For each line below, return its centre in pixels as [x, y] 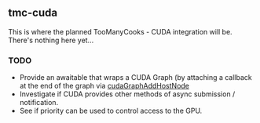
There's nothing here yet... [51, 40]
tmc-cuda [33, 13]
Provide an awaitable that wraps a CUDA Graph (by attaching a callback [136, 78]
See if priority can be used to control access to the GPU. [111, 111]
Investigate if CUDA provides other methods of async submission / [127, 94]
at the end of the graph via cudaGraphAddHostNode [104, 86]
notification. [39, 103]
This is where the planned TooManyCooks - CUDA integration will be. [121, 31]
